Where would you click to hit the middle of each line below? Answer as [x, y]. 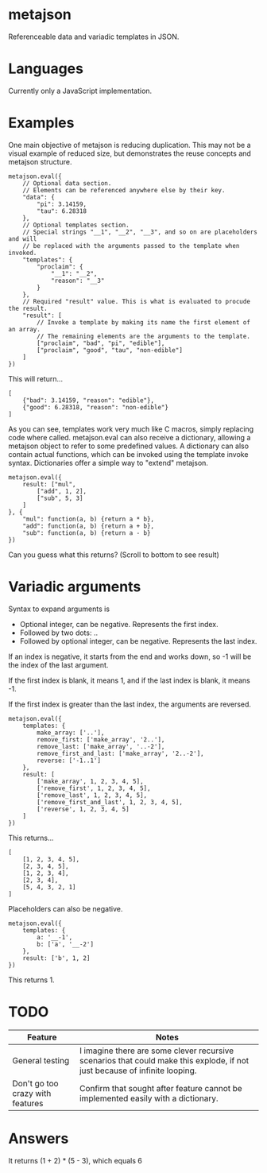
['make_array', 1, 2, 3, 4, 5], [91, 781]
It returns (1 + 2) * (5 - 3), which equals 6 [75, 1160]
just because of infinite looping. [138, 1070]
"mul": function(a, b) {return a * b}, [89, 519]
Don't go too [35, 1083]
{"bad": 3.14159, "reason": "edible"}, [89, 400]
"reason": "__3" [77, 281]
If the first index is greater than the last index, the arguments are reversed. [130, 704]
